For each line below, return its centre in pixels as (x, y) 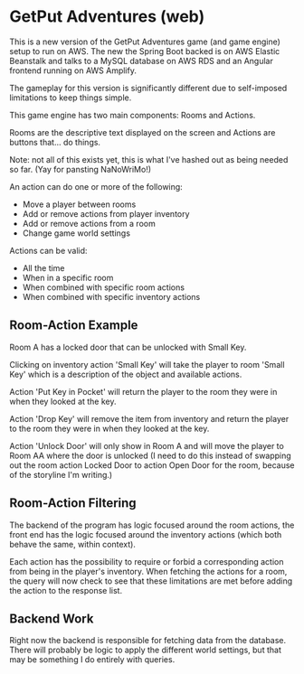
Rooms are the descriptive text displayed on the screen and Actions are (142, 132)
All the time (43, 267)
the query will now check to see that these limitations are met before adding (151, 581)
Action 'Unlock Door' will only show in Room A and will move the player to (147, 445)
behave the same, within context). (72, 544)
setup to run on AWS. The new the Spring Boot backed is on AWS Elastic (145, 51)
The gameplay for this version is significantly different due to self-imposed (148, 88)
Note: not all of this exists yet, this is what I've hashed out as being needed (149, 159)
